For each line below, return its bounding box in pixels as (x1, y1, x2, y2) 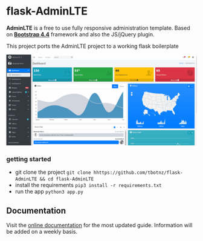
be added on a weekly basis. (6, 228, 78, 236)
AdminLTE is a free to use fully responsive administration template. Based (6, 24, 190, 31)
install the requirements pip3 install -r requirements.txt (14, 182, 162, 189)
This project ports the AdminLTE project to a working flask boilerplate (6, 42, 179, 50)
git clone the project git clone (14, 168, 91, 176)
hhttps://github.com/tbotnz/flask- (93, 170, 183, 176)
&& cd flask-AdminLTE (39, 176, 94, 182)
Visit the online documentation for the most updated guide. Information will (6, 222, 193, 229)
